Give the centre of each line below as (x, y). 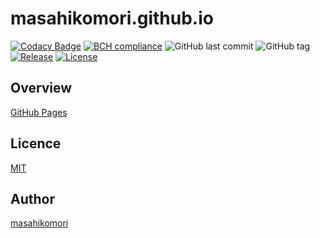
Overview (41, 88)
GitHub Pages (39, 112)
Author (32, 198)
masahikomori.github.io (112, 18)
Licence (36, 143)
